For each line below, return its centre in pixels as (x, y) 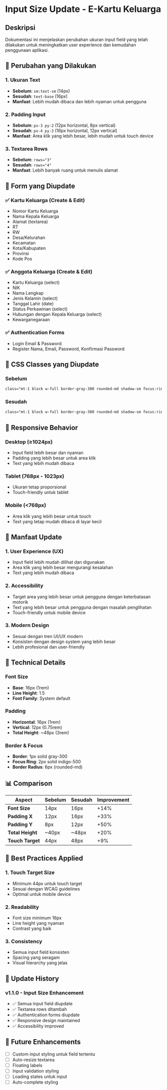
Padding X (20, 816)
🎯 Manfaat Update (34, 537)
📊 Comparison (29, 783)
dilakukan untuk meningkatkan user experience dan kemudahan (71, 45)
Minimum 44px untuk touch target (47, 883)
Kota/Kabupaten (29, 248)
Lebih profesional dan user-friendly (48, 647)
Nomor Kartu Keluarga (35, 211)
